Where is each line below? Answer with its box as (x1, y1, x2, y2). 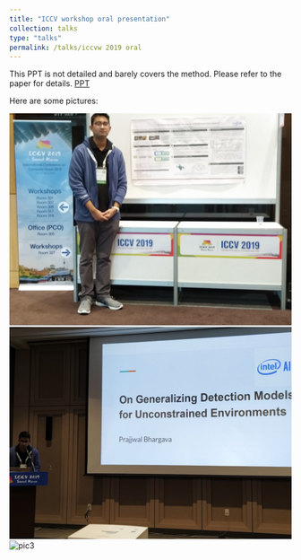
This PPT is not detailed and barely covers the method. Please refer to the (9, 68, 282, 80)
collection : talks (9, 23, 78, 33)
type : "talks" (9, 33, 63, 42)
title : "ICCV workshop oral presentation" (9, 14, 170, 23)
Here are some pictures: (9, 95, 99, 107)
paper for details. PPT (9, 78, 90, 89)
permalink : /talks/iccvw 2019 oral (9, 43, 142, 52)
